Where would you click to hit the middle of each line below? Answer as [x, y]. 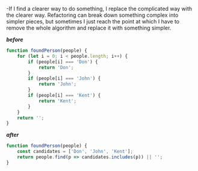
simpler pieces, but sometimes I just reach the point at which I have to [93, 21]
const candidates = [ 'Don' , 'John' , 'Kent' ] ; [75, 152]
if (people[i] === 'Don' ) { [63, 62]
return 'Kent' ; [57, 101]
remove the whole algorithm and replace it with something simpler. [89, 28]
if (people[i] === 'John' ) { [64, 79]
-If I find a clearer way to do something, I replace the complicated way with [99, 9]
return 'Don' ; [56, 67]
